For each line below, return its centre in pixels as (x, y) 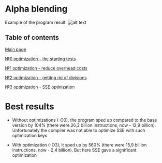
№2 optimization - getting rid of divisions (46, 77)
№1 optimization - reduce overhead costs (46, 68)
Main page (16, 49)
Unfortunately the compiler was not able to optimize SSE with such (78, 130)
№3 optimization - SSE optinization (40, 87)
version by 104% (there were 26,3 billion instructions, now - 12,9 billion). (84, 125)
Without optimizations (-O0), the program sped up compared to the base (84, 120)
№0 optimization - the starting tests (41, 59)
